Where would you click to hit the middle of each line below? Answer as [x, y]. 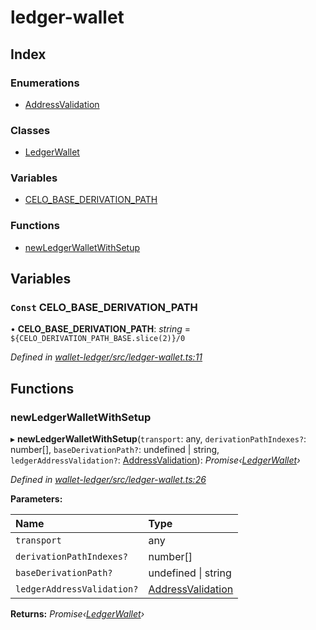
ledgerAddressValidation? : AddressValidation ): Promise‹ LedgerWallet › [155, 460]
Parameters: [36, 499]
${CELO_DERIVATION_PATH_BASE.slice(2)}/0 [98, 339]
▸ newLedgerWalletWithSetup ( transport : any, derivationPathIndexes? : [158, 439]
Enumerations [45, 83]
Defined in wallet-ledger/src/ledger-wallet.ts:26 [108, 480]
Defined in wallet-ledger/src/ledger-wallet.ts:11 [106, 357]
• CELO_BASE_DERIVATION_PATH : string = [101, 329]
